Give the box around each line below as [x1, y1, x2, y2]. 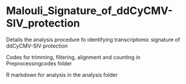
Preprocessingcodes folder [6, 60, 72, 67]
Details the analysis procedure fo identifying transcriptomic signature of [6, 36, 181, 43]
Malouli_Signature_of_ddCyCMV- [6, 4, 173, 18]
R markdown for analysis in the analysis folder [6, 71, 118, 78]
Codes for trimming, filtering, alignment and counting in [6, 53, 141, 61]
